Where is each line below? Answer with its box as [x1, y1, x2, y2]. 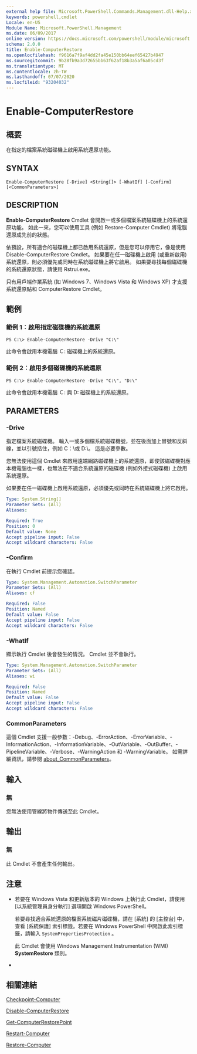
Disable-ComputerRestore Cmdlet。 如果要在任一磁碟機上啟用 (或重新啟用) [6, 250, 187, 258]
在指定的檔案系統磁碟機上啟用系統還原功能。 [6, 146, 114, 153]
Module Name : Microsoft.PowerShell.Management [6, 25, 122, 31]
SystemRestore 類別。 [14, 950, 70, 957]
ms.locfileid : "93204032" [6, 80, 69, 86]
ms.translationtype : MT [6, 63, 64, 69]
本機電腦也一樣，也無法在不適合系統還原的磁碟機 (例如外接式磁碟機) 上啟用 [6, 465, 188, 472]
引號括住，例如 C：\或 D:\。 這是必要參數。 [26, 445, 131, 452]
